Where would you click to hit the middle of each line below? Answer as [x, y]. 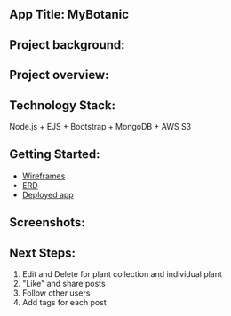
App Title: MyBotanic [69, 15]
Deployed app [48, 194]
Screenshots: [48, 222]
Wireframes [44, 176]
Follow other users [56, 293]
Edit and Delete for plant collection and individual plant [122, 274]
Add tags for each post [64, 302]
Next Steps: [42, 253]
